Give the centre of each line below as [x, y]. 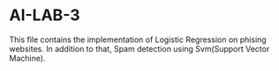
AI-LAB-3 [45, 15]
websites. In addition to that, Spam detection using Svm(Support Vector [139, 48]
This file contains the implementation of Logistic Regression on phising [138, 39]
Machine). [27, 58]
